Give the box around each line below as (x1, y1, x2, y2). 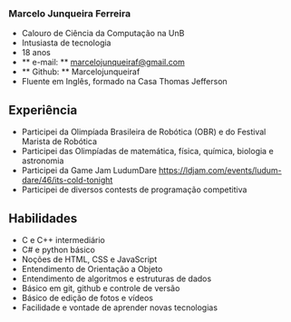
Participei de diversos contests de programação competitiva (21, 184, 247, 195)
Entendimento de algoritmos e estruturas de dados (21, 273, 212, 284)
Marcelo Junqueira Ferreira (8, 7, 131, 20)
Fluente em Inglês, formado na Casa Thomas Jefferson (21, 76, 228, 87)
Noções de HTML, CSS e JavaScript (21, 253, 158, 265)
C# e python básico (21, 244, 96, 255)
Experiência (8, 102, 78, 118)
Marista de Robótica (21, 136, 97, 147)
